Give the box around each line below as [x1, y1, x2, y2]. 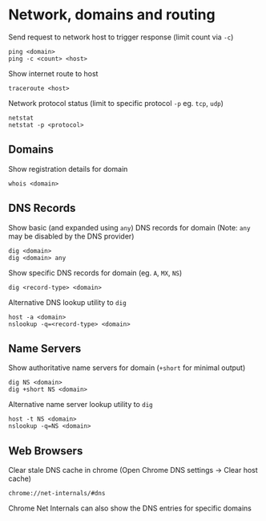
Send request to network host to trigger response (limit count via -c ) [8, 32, 234, 42]
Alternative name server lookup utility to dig [8, 400, 154, 409]
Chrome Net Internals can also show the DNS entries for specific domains [8, 503, 252, 513]
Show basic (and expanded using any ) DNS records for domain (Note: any [8, 222, 251, 232]
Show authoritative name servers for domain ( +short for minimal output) [8, 363, 246, 372]
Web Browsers [8, 444, 83, 458]
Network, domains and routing [8, 6, 216, 24]
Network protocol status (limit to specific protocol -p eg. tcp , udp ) [8, 98, 224, 108]
